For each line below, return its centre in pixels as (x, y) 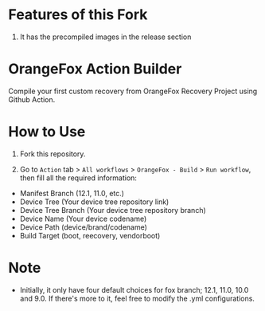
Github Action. (32, 99)
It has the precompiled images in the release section (105, 37)
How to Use (47, 132)
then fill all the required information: (78, 178)
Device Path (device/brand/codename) (83, 227)
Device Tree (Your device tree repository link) (94, 202)
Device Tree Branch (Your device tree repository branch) (113, 210)
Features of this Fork (78, 15)
